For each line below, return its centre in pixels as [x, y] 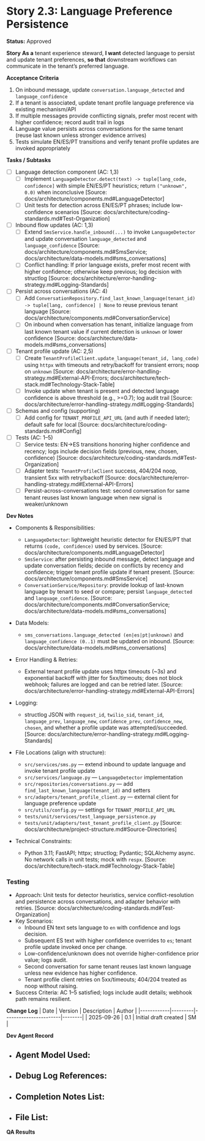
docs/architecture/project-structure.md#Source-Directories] [101, 829]
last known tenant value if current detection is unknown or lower [103, 331]
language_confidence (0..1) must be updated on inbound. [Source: [109, 641]
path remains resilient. [43, 999]
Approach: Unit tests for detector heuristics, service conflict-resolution [104, 895]
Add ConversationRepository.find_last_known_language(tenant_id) [110, 298]
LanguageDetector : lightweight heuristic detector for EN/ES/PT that [108, 540]
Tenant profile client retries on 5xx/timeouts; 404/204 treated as [106, 980]
